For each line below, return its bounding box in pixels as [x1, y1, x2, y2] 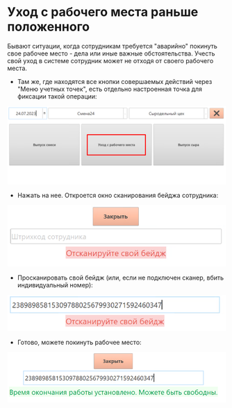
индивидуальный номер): [17, 280, 94, 289]
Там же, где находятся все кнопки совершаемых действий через [17, 77, 213, 85]
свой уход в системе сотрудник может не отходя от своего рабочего [7, 56, 214, 65]
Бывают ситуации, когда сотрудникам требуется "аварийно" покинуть [7, 42, 217, 50]
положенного [7, 19, 90, 35]
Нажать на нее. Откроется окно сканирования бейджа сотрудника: [17, 192, 219, 200]
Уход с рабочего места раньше [7, 4, 199, 20]
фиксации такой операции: [17, 92, 97, 101]
